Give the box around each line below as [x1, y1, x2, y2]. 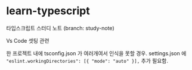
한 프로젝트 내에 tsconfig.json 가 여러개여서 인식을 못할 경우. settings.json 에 [6, 49, 187, 57]
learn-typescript [6, 4, 91, 18]
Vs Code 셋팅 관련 [6, 37, 49, 44]
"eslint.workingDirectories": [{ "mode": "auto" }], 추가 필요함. [6, 57, 169, 64]
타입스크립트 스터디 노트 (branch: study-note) [6, 24, 114, 31]
